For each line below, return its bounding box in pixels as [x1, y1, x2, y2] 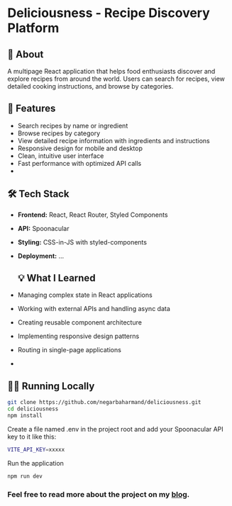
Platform [7, 20, 60, 36]
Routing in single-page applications [17, 346, 122, 354]
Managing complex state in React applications [17, 291, 153, 299]
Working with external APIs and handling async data [17, 305, 170, 313]
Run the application [7, 459, 64, 467]
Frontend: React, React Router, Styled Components [17, 210, 168, 219]
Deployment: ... [17, 252, 65, 260]
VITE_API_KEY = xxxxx [7, 446, 65, 453]
